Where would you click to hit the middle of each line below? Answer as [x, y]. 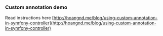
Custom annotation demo [36, 7]
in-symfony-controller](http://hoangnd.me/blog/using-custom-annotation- [81, 23]
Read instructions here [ [30, 18]
